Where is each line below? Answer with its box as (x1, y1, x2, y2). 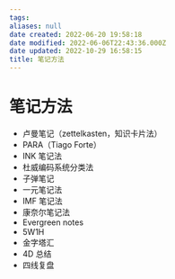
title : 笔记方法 (9, 55, 65, 64)
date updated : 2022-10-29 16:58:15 (9, 47, 143, 56)
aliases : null (9, 22, 63, 31)
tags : (9, 13, 30, 22)
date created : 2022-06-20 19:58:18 (9, 30, 143, 39)
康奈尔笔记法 (22, 206, 70, 217)
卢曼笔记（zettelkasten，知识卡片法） (22, 128, 162, 139)
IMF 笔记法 (22, 195, 63, 206)
